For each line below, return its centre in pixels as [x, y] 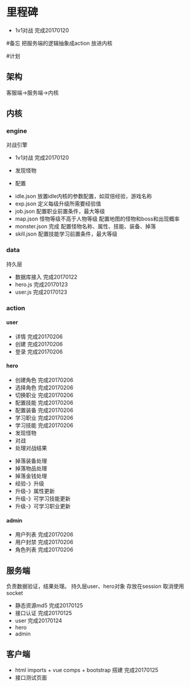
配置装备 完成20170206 [44, 410]
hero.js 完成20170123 [41, 284]
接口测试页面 [31, 677]
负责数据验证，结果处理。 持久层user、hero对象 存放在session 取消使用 [95, 586]
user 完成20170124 [38, 621]
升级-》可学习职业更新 [43, 506]
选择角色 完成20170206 [44, 388]
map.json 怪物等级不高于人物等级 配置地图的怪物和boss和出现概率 [97, 219]
